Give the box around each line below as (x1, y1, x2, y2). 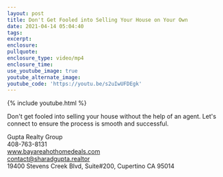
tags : (7, 29, 23, 36)
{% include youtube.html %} (7, 99, 87, 107)
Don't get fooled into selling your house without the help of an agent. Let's (7, 113, 217, 121)
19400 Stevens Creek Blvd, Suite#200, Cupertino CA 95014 (7, 162, 175, 170)
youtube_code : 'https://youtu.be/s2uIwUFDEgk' (7, 80, 142, 87)
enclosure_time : (7, 61, 53, 68)
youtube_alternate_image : (7, 73, 81, 81)
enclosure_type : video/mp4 (7, 55, 84, 62)
